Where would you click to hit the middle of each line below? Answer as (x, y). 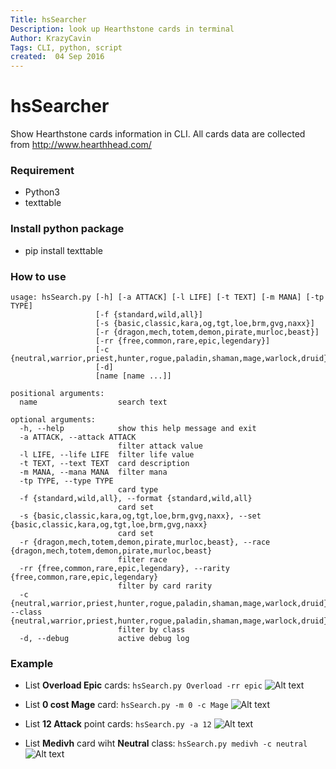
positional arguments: (57, 393)
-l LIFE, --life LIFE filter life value (107, 454)
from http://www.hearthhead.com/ (81, 145)
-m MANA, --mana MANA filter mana (93, 472)
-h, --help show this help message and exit (138, 428)
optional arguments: (53, 419)
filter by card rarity (165, 586)
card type (138, 489)
